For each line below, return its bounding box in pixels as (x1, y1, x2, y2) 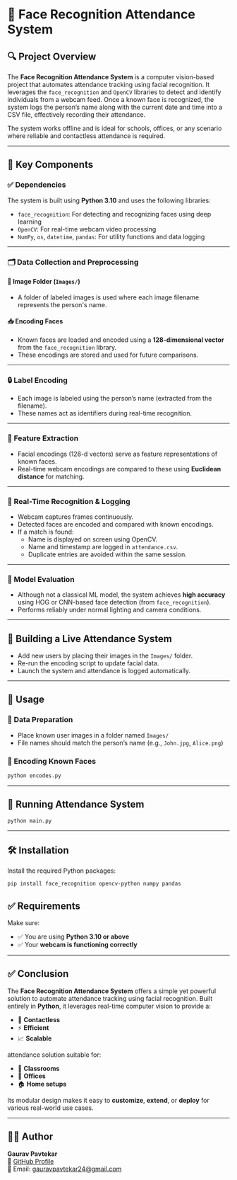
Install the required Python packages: (7, 866, 116, 875)
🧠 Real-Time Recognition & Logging (7, 496, 130, 506)
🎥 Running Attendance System (7, 798, 145, 810)
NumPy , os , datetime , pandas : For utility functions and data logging (17, 232, 205, 241)
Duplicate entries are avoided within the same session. (28, 550, 187, 559)
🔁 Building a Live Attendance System (7, 633, 173, 645)
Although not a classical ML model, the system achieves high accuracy (17, 590, 226, 599)
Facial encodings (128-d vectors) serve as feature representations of (17, 449, 218, 458)
